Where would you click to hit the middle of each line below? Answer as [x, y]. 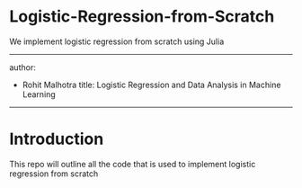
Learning [39, 94]
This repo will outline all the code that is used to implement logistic [133, 164]
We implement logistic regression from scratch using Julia [117, 41]
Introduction [57, 139]
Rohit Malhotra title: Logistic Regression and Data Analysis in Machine [151, 85]
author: [22, 67]
